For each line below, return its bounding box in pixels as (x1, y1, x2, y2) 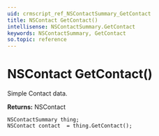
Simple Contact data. (7, 89, 68, 98)
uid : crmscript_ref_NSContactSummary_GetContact (7, 10, 151, 17)
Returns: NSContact (7, 103, 66, 112)
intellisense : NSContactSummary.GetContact (7, 23, 136, 30)
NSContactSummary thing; (7, 116, 79, 123)
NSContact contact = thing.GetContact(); (7, 123, 132, 130)
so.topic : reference (7, 36, 68, 43)
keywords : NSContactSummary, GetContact (7, 29, 127, 37)
